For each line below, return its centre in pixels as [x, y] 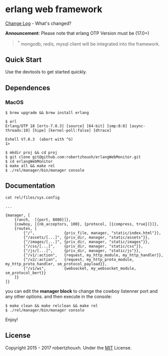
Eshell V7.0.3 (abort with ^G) [39, 140]
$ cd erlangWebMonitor [29, 162]
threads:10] [18, 131]
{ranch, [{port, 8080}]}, [43, 220]
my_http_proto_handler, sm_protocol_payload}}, [56, 264]
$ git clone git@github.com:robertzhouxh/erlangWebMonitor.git [73, 157]
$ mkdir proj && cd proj [31, 153]
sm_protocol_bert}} [26, 273]
